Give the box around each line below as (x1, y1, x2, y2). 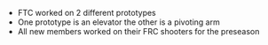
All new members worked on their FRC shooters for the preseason (17, 26, 260, 36)
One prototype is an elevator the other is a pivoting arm (17, 17, 220, 27)
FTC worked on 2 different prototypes (17, 8, 157, 18)
